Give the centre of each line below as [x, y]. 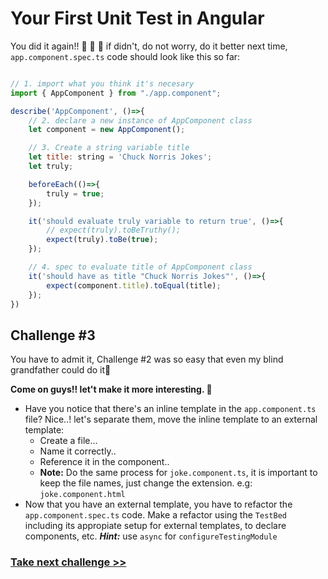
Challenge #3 [53, 335]
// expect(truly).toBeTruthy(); [114, 230]
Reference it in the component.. [104, 462]
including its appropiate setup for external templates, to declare [155, 526]
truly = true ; [75, 193]
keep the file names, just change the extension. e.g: [146, 483]
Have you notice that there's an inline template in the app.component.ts [170, 409]
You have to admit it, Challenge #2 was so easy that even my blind [147, 359]
